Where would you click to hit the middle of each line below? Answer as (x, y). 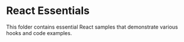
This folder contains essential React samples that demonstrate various (92, 27)
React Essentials (48, 11)
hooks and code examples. (39, 33)
